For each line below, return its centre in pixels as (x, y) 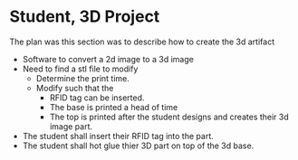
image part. (71, 126)
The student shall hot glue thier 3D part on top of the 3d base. (138, 146)
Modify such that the (75, 88)
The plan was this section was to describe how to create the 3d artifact (142, 42)
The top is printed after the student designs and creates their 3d (169, 117)
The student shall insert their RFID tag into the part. (118, 136)
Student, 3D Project (85, 17)
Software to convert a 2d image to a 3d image (108, 59)
